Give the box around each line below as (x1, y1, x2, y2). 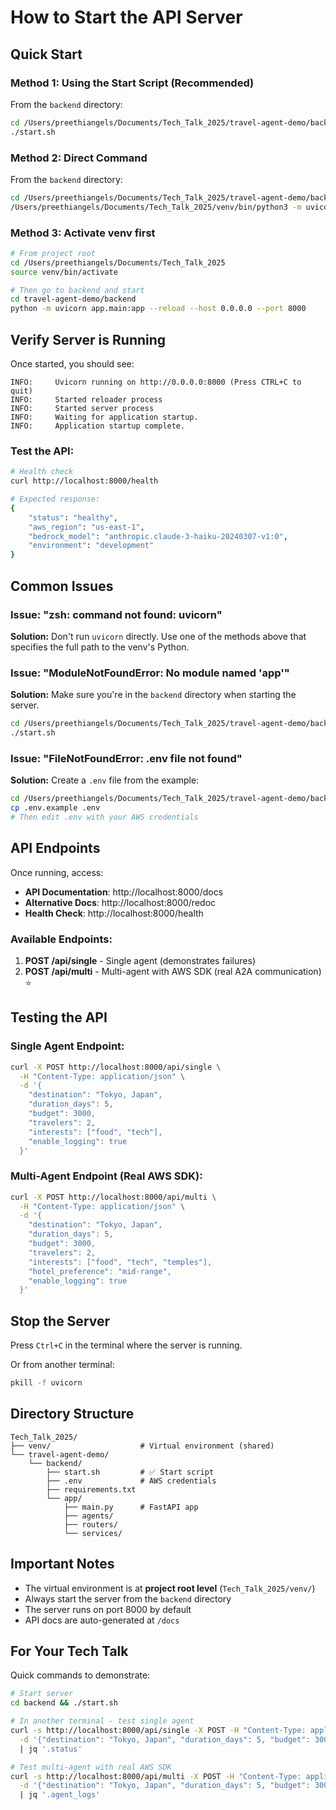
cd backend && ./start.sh (10, 1698, 118, 1708)
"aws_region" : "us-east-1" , (28, 522, 145, 532)
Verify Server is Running (10, 331, 167, 348)
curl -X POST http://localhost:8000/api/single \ (10, 1062, 222, 1072)
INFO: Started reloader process (10, 395, 163, 405)
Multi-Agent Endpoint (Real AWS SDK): (10, 1169, 203, 1183)
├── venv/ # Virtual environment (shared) (10, 1441, 275, 1451)
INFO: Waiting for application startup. (10, 412, 199, 423)
